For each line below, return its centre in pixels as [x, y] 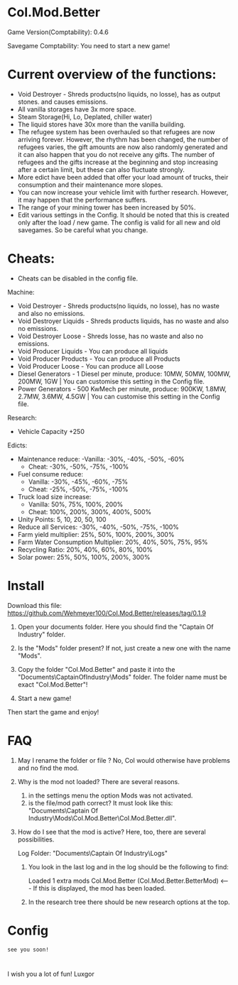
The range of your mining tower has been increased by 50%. [107, 207]
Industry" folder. [42, 634]
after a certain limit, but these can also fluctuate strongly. [101, 169]
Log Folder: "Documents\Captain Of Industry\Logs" [93, 853]
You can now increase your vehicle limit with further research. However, [123, 192]
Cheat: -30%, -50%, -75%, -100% [79, 467]
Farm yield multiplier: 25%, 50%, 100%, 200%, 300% [96, 534]
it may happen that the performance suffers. [82, 200]
